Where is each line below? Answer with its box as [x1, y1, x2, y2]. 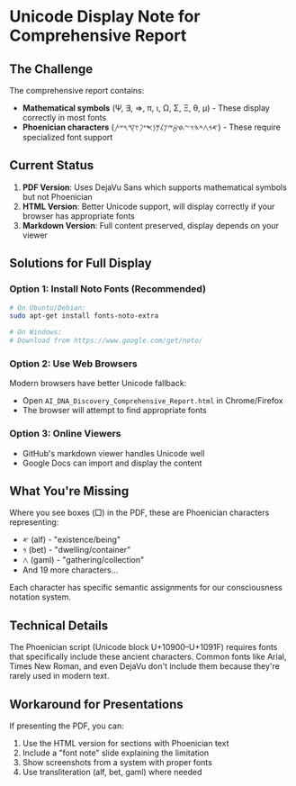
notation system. [9, 592, 72, 602]
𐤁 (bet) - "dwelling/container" [22, 545, 131, 556]
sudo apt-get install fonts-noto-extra [9, 312, 159, 321]
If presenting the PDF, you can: [9, 720, 124, 731]
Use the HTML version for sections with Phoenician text [22, 738, 229, 749]
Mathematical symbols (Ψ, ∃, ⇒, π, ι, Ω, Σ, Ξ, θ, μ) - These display [22, 103, 270, 113]
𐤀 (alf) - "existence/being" [22, 534, 121, 546]
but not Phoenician [22, 191, 93, 202]
